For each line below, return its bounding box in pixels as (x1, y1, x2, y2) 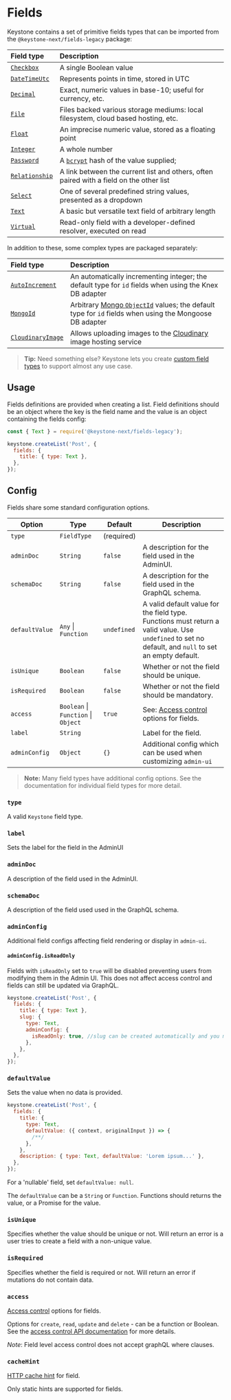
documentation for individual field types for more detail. (23, 781, 182, 789)
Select (10, 191, 32, 199)
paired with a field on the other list (59, 175, 170, 185)
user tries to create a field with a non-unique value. (7, 1237, 153, 1245)
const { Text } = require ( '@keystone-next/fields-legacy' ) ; (7, 428, 184, 435)
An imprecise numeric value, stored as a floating (59, 124, 215, 134)
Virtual (10, 222, 36, 230)
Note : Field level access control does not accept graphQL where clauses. (7, 1340, 214, 1348)
